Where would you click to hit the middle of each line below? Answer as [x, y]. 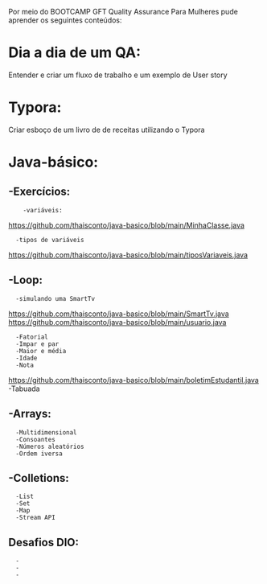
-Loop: [25, 280]
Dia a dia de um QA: [75, 53]
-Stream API [36, 518]
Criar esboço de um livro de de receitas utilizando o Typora [107, 130]
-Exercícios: [39, 192]
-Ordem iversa [39, 454]
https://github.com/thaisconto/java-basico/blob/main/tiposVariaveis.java [128, 255]
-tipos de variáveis [50, 240]
